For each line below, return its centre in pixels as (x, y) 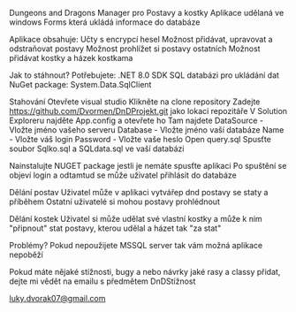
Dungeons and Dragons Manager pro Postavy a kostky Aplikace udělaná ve (147, 13)
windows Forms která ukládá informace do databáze (105, 22)
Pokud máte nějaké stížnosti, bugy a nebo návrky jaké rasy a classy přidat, (145, 272)
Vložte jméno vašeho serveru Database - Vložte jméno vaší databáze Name (147, 130)
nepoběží (27, 255)
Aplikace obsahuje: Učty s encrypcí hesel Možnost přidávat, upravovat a (141, 39)
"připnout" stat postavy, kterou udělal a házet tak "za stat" (115, 228)
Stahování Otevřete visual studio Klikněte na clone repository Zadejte (135, 102)
